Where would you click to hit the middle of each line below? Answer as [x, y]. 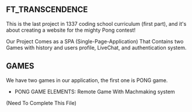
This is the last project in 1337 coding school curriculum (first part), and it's [96, 23]
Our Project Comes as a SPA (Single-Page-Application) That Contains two [95, 41]
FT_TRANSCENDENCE [47, 10]
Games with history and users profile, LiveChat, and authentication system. [96, 47]
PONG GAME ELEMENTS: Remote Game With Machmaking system [95, 91]
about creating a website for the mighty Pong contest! [71, 30]
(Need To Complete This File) [41, 103]
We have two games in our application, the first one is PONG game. [87, 80]
